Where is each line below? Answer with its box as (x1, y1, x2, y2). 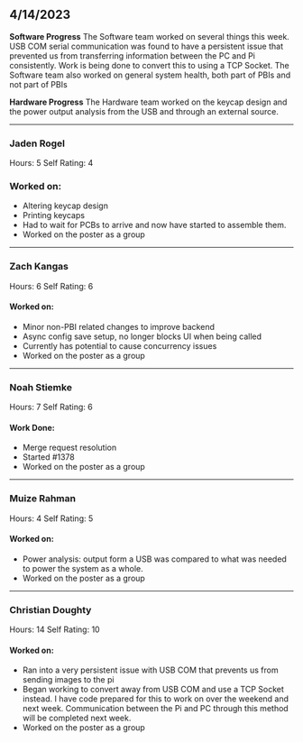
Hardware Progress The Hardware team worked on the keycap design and (9, 96, 288, 107)
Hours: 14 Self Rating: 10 (9, 624, 101, 635)
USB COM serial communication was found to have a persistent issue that (9, 41, 284, 51)
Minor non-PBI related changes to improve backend (22, 321, 215, 332)
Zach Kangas (9, 261, 69, 273)
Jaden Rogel (9, 137, 66, 150)
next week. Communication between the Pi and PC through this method (22, 703, 289, 714)
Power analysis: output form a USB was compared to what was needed (22, 554, 287, 564)
